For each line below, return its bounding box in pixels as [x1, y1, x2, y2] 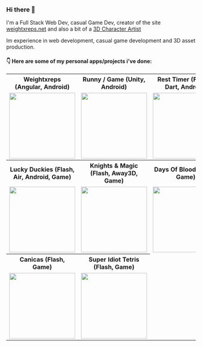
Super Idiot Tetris [88, 255, 139, 264]
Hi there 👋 [6, 5, 36, 14]
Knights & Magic [90, 161, 138, 170]
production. [6, 43, 35, 50]
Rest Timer [157, 75, 189, 83]
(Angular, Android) [14, 82, 70, 91]
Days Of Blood [154, 165, 197, 173]
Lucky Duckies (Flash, [10, 165, 75, 173]
